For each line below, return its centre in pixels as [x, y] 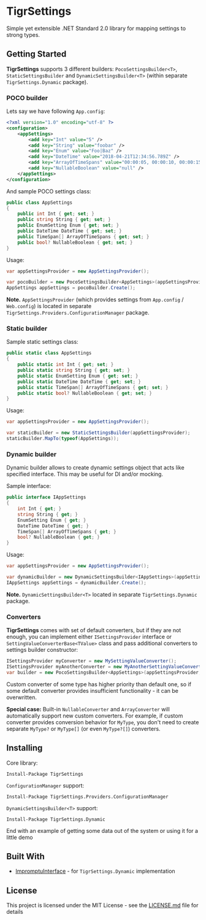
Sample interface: [29, 486]
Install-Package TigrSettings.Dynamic [56, 819]
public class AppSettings [39, 203]
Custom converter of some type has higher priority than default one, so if [99, 684]
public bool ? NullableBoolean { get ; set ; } [75, 242]
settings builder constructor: [42, 650]
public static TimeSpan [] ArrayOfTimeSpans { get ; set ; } [93, 387]
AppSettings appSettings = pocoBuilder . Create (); [71, 288]
